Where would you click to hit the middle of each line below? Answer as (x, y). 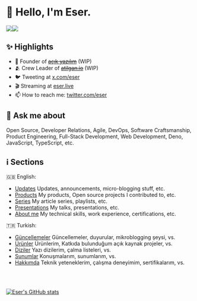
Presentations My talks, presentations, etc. (67, 208)
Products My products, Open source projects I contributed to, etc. (95, 195)
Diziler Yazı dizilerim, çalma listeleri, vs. (63, 250)
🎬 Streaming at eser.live (44, 86)
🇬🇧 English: (21, 177)
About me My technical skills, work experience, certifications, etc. (95, 214)
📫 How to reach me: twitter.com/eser (61, 95)
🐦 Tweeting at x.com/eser (47, 77)
